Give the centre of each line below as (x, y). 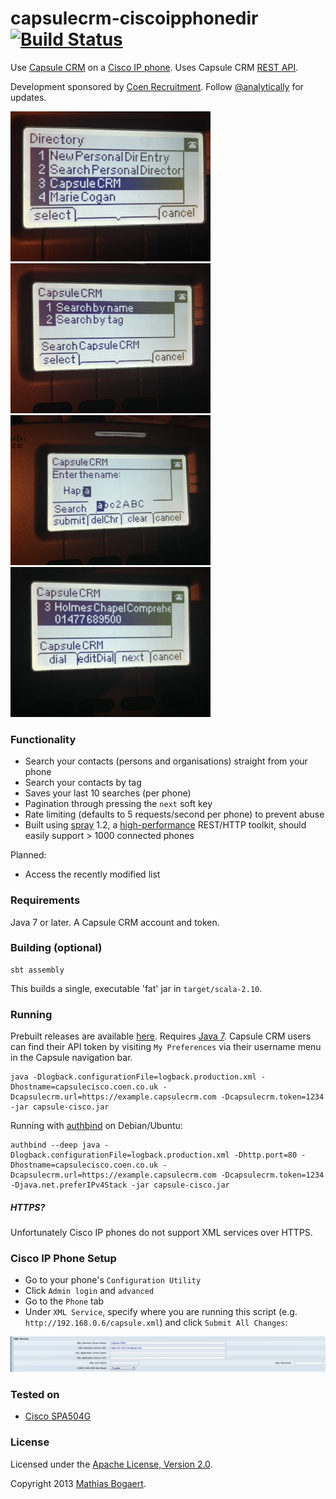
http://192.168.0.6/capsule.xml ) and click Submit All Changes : (156, 1323)
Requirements (45, 900)
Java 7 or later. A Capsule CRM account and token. (115, 922)
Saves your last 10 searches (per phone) (108, 793)
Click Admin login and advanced (89, 1291)
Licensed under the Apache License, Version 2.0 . (111, 1464)
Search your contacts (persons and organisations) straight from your (166, 761)
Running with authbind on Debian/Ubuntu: (96, 1126)
